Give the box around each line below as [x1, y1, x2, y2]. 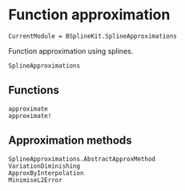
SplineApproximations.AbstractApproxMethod [8, 155, 156, 163]
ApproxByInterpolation [8, 169, 84, 177]
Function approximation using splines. [8, 46, 134, 55]
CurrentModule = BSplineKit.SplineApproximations [8, 32, 178, 40]
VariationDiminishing [8, 162, 81, 170]
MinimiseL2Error [8, 176, 62, 184]
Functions [8, 83, 60, 97]
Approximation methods [8, 134, 132, 148]
